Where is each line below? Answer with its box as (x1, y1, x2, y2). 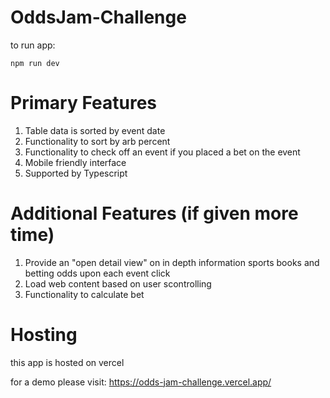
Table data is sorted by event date (24, 124, 166, 136)
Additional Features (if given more (10, 202, 299, 225)
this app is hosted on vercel (10, 356, 125, 368)
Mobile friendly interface (24, 156, 127, 168)
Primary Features (10, 92, 157, 115)
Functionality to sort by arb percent (24, 135, 171, 147)
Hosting (10, 324, 78, 346)
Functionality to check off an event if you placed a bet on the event (24, 146, 301, 158)
